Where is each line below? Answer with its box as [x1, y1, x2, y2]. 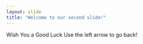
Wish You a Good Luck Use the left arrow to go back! [6, 31, 138, 38]
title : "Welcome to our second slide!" [6, 14, 106, 20]
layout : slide [6, 8, 42, 15]
